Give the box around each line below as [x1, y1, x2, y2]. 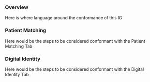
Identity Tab [5, 71, 29, 77]
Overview [5, 4, 29, 11]
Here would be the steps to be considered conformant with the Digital [5, 66, 144, 72]
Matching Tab [5, 43, 32, 49]
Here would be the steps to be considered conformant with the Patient [5, 38, 145, 44]
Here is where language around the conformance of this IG [5, 15, 122, 21]
